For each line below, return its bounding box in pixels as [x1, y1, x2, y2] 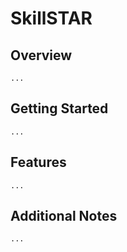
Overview [10, 47, 73, 64]
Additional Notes [10, 208, 118, 225]
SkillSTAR [10, 7, 93, 30]
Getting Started [10, 100, 109, 117]
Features [10, 154, 67, 171]
